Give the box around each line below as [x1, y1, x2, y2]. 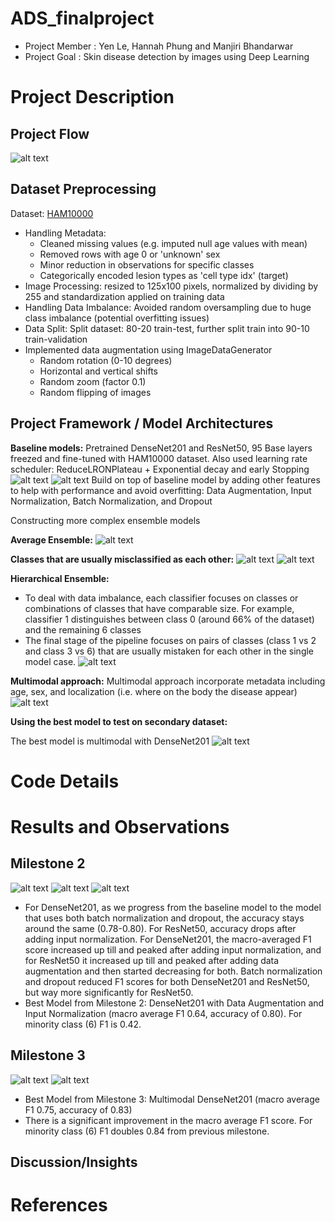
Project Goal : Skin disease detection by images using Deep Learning [24, 50, 310, 62]
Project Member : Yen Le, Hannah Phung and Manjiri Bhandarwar [24, 40, 294, 52]
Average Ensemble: [10, 533, 93, 546]
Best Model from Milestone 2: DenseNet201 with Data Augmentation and [24, 997, 325, 1009]
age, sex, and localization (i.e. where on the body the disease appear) [10, 685, 298, 697]
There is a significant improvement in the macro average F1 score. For [24, 1114, 313, 1126]
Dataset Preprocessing [10, 181, 157, 198]
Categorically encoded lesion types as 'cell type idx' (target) [39, 269, 289, 281]
